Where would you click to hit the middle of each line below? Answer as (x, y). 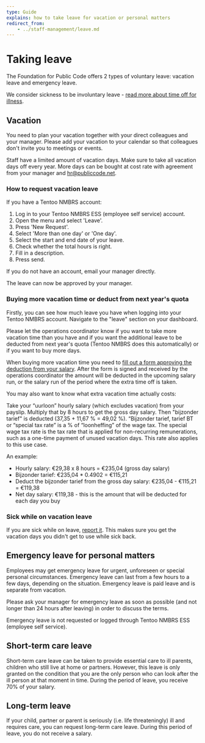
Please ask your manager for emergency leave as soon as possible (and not (102, 602)
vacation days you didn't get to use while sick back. (71, 536)
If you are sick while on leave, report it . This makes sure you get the (92, 529)
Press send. (30, 259)
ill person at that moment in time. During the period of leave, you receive (97, 680)
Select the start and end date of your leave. (70, 240)
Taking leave (39, 59)
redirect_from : (26, 23)
